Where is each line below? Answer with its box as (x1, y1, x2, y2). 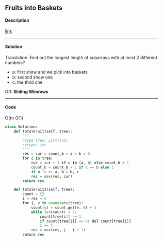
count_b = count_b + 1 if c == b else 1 (31, 165, 114, 170)
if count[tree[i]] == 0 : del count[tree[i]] (39, 219, 131, 224)
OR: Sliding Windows (5, 89, 49, 94)
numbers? (5, 60, 25, 65)
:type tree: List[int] (22, 138, 68, 143)
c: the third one (12, 79, 43, 85)
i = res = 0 (22, 196, 47, 201)
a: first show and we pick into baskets (12, 69, 88, 75)
